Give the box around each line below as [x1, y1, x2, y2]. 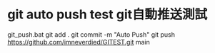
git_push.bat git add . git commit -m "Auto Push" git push [7, 30, 175, 39]
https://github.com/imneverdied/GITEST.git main [7, 37, 150, 46]
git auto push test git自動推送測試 [7, 6, 208, 23]
